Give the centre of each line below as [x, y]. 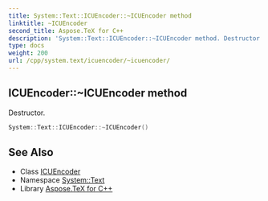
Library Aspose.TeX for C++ [66, 189]
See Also [31, 152]
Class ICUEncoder [50, 172]
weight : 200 [28, 53]
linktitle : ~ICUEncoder [48, 23]
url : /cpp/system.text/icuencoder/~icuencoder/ [89, 61]
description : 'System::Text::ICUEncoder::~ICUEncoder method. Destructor [134, 38]
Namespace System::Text [62, 180]
